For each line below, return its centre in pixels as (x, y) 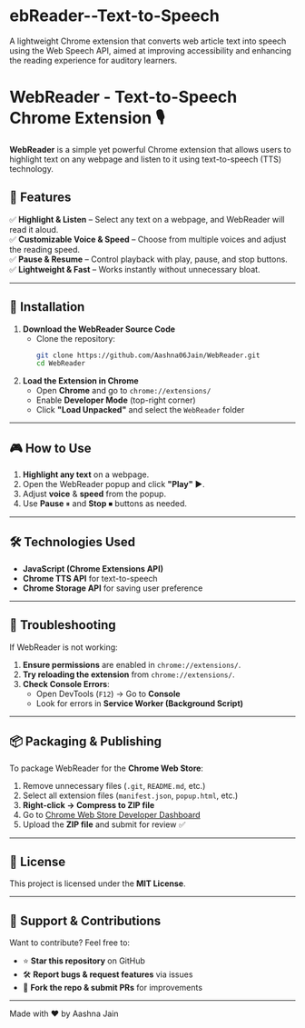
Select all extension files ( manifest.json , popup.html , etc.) (130, 795)
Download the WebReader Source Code (98, 329)
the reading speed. (44, 249)
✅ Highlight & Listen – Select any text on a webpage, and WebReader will (147, 219)
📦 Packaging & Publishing (85, 742)
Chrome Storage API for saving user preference (113, 588)
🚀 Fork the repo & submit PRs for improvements (112, 988)
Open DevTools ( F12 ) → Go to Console (108, 694)
